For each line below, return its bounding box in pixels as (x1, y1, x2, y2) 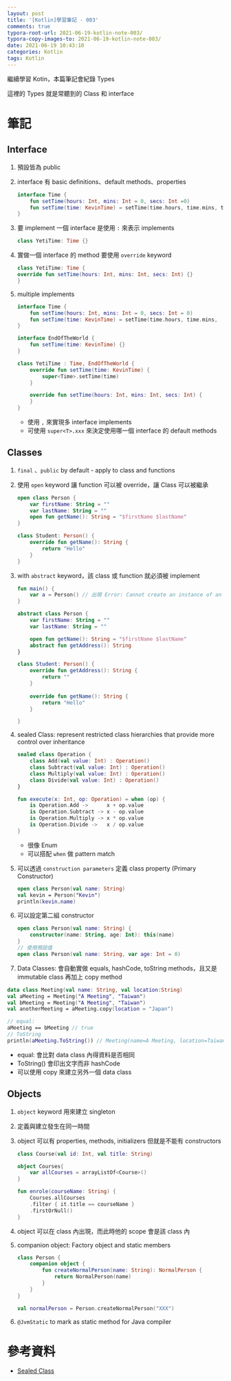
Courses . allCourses (30, 1194, 86, 1201)
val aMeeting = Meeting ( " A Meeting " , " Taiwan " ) (7, 993, 146, 999)
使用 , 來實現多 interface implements (27, 418, 132, 426)
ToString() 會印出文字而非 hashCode (16, 1059, 120, 1068)
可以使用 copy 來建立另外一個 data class (16, 1068, 132, 1076)
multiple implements (16, 290, 75, 298)
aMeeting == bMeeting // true (7, 1024, 94, 1032)
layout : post (7, 10, 45, 17)
